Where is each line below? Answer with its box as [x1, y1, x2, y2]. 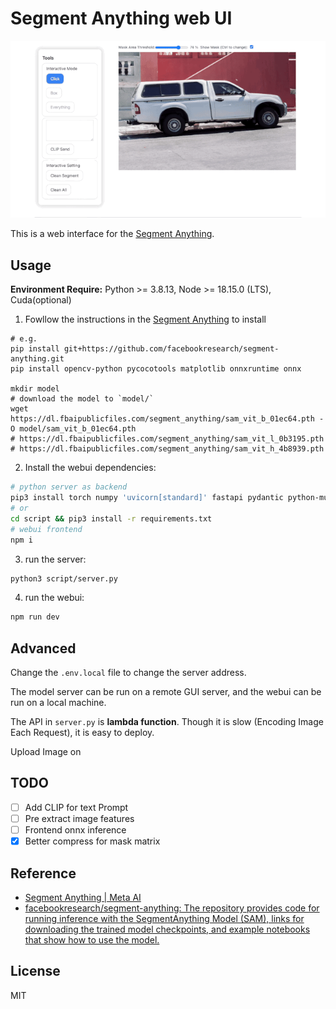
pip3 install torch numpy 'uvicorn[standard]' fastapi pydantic [10, 493, 284, 503]
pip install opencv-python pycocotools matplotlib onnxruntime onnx [10, 364, 302, 374]
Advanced [10, 640, 77, 657]
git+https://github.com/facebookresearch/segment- [63, 344, 280, 354]
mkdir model [10, 384, 60, 394]
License [10, 963, 61, 980]
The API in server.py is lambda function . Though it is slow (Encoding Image [10, 716, 324, 728]
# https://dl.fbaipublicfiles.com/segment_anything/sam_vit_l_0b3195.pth [10, 434, 325, 444]
